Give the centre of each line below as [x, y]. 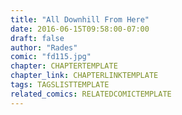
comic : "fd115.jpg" [51, 57]
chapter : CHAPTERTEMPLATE [64, 66]
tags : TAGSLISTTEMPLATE [60, 85]
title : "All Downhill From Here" [80, 19]
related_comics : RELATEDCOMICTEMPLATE [91, 94]
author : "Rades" [44, 47]
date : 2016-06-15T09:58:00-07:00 [80, 29]
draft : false [37, 38]
